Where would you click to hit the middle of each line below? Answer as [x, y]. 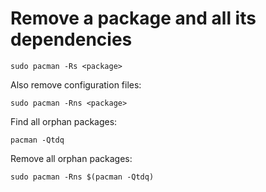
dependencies [71, 39]
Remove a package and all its [133, 18]
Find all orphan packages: [64, 121]
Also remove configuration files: [76, 84]
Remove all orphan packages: [71, 158]
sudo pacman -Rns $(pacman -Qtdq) [82, 177]
